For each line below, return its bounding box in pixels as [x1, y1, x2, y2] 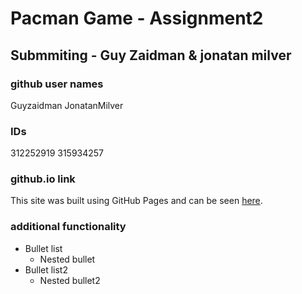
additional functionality [10, 220, 127, 234]
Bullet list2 [24, 263, 68, 276]
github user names [10, 77, 104, 91]
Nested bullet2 [39, 274, 101, 286]
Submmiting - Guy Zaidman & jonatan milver [10, 47, 292, 64]
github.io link [10, 172, 76, 186]
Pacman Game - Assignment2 [10, 7, 264, 30]
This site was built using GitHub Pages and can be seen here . [10, 195, 263, 207]
